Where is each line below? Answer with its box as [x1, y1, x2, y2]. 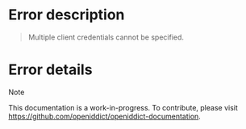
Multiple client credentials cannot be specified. [27, 32, 184, 42]
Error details [8, 60, 93, 79]
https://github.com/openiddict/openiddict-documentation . [8, 111, 202, 121]
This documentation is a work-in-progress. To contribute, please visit [8, 102, 238, 112]
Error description [8, 6, 125, 24]
